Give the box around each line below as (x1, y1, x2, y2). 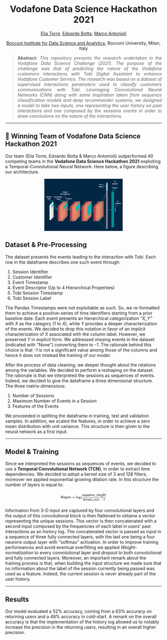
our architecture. (5, 169, 40, 175)
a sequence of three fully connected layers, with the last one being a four (5, 534, 156, 540)
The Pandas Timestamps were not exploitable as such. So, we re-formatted (5, 304, 160, 311)
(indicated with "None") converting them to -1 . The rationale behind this (5, 342, 152, 348)
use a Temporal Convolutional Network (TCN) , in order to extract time (5, 466, 150, 472)
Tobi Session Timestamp (12, 289, 63, 296)
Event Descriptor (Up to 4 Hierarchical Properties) (12, 284, 115, 290)
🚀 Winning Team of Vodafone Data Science (5, 132, 141, 141)
